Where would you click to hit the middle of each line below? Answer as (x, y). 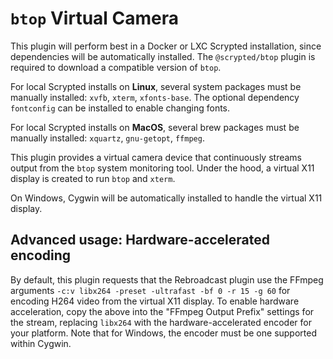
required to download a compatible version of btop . (116, 67)
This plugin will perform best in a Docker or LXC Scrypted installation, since (166, 46)
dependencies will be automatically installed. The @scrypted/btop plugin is (163, 56)
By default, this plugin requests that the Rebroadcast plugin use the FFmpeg (167, 279)
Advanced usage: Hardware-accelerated (140, 240)
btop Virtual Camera (95, 18)
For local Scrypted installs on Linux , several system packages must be (156, 86)
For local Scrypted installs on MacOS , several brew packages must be (155, 127)
